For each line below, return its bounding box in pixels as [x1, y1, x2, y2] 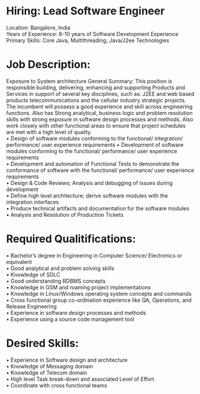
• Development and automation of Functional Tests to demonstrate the [6, 160, 180, 167]
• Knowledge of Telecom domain [6, 369, 88, 376]
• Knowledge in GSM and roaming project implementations [6, 283, 151, 291]
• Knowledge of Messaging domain [6, 362, 94, 369]
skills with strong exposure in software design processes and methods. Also [6, 116, 193, 123]
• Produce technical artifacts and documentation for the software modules [6, 205, 190, 212]
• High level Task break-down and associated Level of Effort [6, 375, 155, 383]
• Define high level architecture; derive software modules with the [6, 192, 168, 199]
